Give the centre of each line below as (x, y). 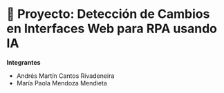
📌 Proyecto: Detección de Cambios (108, 14)
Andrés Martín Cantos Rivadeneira (65, 76)
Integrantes (24, 62)
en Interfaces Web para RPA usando (112, 29)
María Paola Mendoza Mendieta (62, 83)
